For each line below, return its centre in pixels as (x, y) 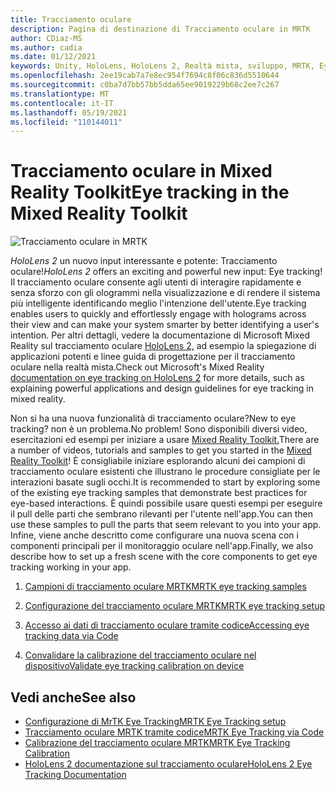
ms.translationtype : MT (60, 94)
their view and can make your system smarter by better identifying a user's (165, 325)
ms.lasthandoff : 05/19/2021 (69, 112)
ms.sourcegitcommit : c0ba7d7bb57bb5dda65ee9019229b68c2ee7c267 (145, 85)
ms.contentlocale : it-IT (62, 103)
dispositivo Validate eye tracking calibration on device (134, 666)
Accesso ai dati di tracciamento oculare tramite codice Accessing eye (167, 625)
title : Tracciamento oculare (71, 19)
